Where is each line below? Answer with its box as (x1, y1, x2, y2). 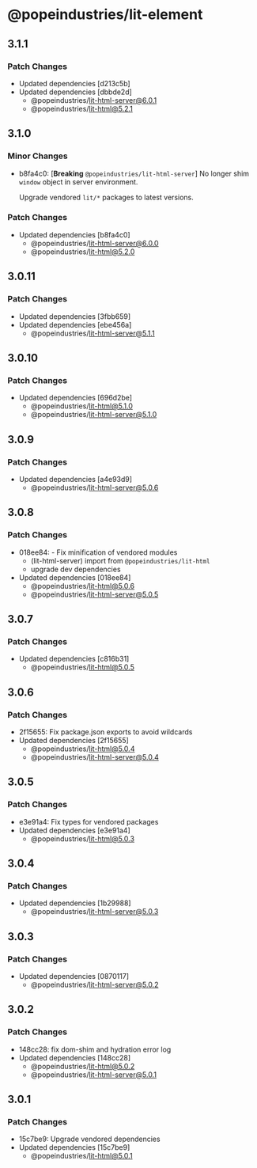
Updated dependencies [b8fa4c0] (18, 229, 131, 239)
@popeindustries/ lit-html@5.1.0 (30, 401, 134, 411)
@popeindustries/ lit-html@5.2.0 (30, 247, 135, 256)
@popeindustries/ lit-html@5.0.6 (30, 581, 135, 590)
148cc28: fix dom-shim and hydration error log (18, 1045, 172, 1054)
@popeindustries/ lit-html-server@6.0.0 (30, 238, 159, 248)
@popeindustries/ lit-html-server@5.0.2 (30, 980, 159, 990)
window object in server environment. (18, 176, 138, 187)
